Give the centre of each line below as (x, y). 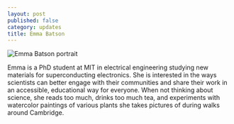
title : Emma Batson (36, 34)
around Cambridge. (36, 113)
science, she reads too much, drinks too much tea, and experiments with (114, 98)
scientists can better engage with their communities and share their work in (118, 83)
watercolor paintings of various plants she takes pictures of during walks (113, 105)
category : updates (34, 27)
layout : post (27, 14)
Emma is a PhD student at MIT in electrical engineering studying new (108, 67)
